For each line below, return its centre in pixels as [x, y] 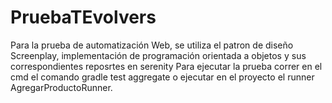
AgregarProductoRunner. [61, 87]
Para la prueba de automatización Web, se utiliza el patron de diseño [152, 45]
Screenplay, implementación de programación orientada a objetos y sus [158, 55]
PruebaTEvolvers [83, 17]
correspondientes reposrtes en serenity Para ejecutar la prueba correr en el [166, 66]
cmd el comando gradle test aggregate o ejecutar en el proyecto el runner [162, 77]
